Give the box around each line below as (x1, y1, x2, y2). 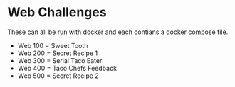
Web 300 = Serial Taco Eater (17, 56, 103, 64)
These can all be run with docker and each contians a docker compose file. (7, 28, 229, 36)
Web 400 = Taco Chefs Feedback (17, 64, 117, 72)
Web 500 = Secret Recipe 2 (17, 71, 100, 80)
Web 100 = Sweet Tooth (17, 41, 88, 50)
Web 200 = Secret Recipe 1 (17, 49, 98, 57)
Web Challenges (7, 4, 107, 21)
